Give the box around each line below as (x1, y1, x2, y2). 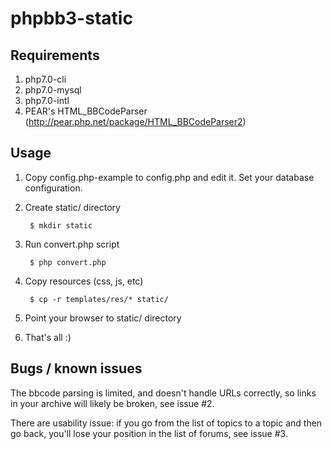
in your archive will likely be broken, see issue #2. (10, 397, 215, 409)
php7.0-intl (24, 95, 70, 106)
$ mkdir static (29, 220, 93, 231)
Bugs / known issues (10, 360, 143, 377)
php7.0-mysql (24, 84, 82, 96)
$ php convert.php (29, 257, 107, 267)
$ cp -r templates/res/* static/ (29, 294, 169, 304)
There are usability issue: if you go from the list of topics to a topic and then (10, 417, 323, 429)
